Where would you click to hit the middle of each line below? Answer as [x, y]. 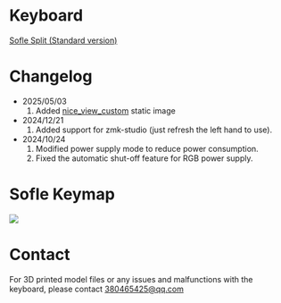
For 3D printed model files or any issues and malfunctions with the [131, 279]
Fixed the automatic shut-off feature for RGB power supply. [144, 158]
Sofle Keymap [62, 194]
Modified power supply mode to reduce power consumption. [147, 148]
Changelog [51, 76]
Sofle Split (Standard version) [63, 40]
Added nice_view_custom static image [105, 110]
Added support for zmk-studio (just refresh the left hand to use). [154, 130]
